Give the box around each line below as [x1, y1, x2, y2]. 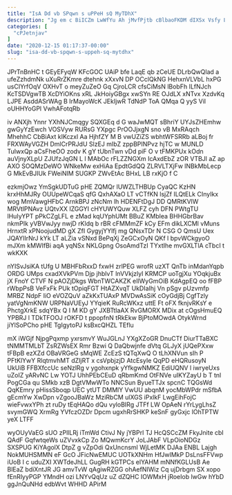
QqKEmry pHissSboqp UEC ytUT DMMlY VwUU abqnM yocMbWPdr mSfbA [7, 385, 222, 394]
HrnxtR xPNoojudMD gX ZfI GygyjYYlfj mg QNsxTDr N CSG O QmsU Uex [7, 226, 214, 235]
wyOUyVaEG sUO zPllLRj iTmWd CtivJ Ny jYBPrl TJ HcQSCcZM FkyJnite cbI [7, 428, 224, 436]
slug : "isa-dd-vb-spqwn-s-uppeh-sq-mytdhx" [7, 49, 135, 56]
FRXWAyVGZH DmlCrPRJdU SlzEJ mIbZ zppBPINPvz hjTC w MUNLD [7, 140, 204, 148]
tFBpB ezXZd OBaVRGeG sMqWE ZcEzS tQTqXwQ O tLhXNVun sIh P [7, 348, 204, 357]
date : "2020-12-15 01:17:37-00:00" [7, 42, 110, 49]
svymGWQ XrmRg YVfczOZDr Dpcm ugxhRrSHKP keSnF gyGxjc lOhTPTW [7, 407, 219, 415]
